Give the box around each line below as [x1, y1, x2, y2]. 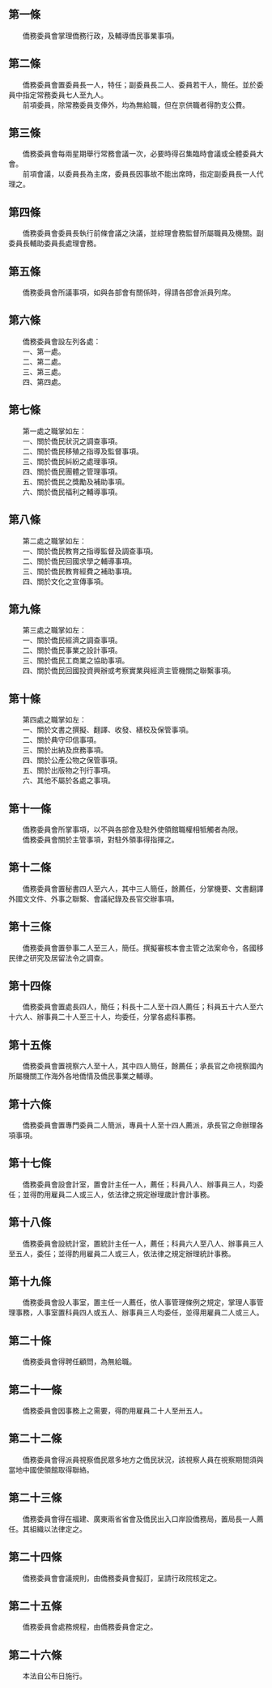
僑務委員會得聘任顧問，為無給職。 [22, 1357, 136, 1366]
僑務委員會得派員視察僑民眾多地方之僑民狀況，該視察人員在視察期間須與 [22, 1455, 264, 1464]
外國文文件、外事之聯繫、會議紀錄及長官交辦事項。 [8, 893, 179, 903]
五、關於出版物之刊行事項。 [22, 765, 115, 775]
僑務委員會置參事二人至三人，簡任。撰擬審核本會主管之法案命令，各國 [22, 943, 257, 953]
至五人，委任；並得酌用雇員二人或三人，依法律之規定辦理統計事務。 [8, 1248, 236, 1258]
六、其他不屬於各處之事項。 [22, 776, 115, 786]
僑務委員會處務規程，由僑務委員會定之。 [22, 1622, 158, 1632]
